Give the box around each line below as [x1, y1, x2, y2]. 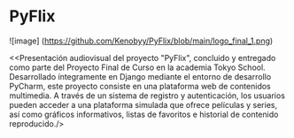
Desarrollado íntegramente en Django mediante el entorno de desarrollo [9, 71, 272, 81]
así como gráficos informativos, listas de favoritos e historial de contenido [9, 109, 279, 119]
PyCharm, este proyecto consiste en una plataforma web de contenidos [9, 80, 272, 91]
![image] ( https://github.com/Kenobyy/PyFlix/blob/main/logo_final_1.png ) [9, 35, 274, 46]
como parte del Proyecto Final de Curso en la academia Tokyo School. [9, 62, 266, 73]
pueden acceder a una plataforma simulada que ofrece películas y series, [9, 99, 277, 110]
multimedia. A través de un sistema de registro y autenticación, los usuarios [9, 90, 286, 101]
